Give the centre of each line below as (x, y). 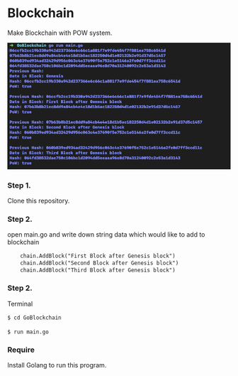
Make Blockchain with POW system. (60, 33)
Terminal (20, 304)
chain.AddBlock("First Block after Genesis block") (98, 256)
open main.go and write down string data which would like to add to (106, 235)
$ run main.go (28, 332)
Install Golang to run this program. (57, 365)
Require (21, 350)
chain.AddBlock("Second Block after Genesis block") (100, 263)
